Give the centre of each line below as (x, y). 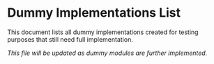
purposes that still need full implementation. (70, 39)
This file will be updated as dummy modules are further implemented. (107, 53)
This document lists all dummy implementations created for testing (103, 32)
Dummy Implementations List (94, 13)
